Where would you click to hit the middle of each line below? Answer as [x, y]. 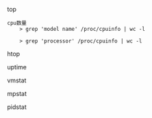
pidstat [17, 107]
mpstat [17, 94]
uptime [17, 67]
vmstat [17, 80]
